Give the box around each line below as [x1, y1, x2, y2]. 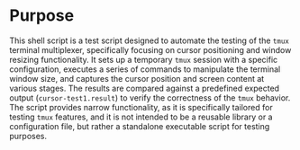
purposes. [9, 130, 48, 141]
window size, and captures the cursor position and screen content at [9, 73, 265, 84]
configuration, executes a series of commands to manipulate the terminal [9, 64, 281, 75]
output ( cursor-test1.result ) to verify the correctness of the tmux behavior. [9, 92, 291, 103]
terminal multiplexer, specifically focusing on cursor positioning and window [9, 44, 292, 55]
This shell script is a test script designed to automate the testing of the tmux [9, 35, 290, 46]
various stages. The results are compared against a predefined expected [9, 83, 280, 93]
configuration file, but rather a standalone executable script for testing [9, 120, 270, 131]
